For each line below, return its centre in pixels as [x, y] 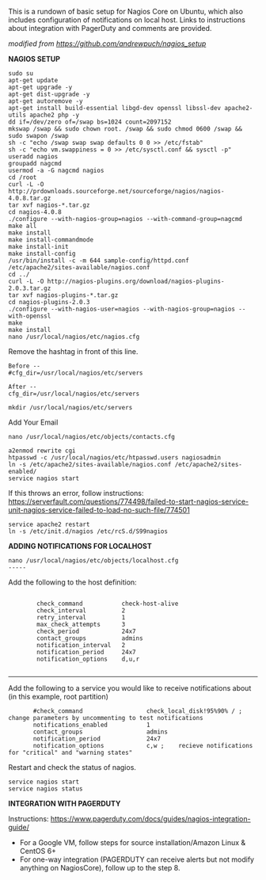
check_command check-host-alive [108, 604]
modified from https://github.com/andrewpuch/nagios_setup [107, 44]
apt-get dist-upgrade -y [49, 94]
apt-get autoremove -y [46, 101]
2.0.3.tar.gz [30, 288]
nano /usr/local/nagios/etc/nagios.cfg [74, 337]
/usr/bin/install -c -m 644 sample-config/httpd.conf [99, 261]
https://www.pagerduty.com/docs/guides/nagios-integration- [150, 819]
